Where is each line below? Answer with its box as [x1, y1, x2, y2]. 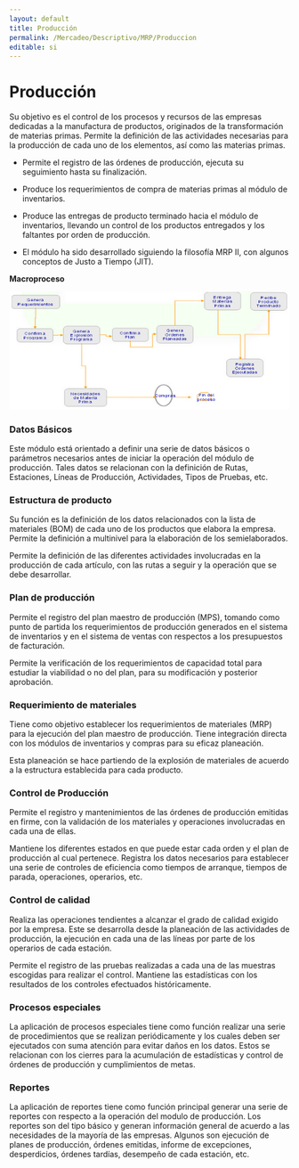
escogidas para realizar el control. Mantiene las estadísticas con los [9, 969, 258, 980]
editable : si [9, 43, 58, 52]
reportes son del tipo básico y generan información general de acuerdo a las [9, 1121, 290, 1131]
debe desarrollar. [9, 569, 72, 580]
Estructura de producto [9, 494, 113, 507]
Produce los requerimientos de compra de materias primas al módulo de [21, 184, 287, 195]
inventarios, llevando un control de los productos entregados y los [21, 220, 265, 231]
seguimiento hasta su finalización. [21, 167, 148, 177]
